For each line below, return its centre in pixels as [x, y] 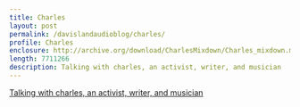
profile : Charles [42, 42]
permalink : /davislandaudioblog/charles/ [87, 34]
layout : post [33, 26]
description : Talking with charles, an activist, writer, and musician [145, 68]
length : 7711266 [39, 59]
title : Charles [37, 17]
